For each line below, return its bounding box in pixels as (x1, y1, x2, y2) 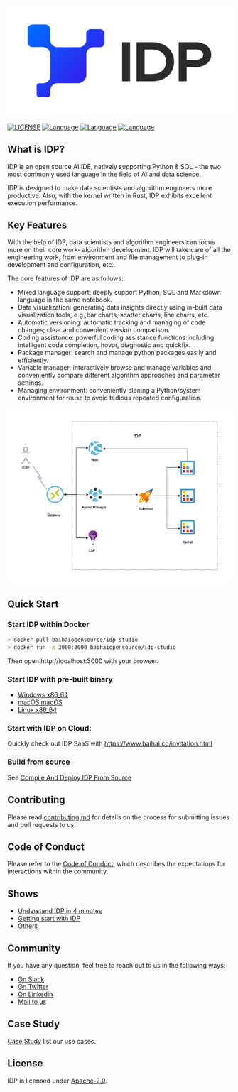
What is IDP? (7, 143, 65, 155)
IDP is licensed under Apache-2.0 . (7, 1076, 108, 1085)
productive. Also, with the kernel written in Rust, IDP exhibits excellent (7, 191, 212, 200)
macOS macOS (17, 698, 63, 706)
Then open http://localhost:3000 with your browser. (7, 656, 159, 665)
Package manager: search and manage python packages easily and (17, 349, 217, 357)
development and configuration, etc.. (7, 261, 116, 269)
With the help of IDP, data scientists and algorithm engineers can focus (7, 238, 215, 246)
